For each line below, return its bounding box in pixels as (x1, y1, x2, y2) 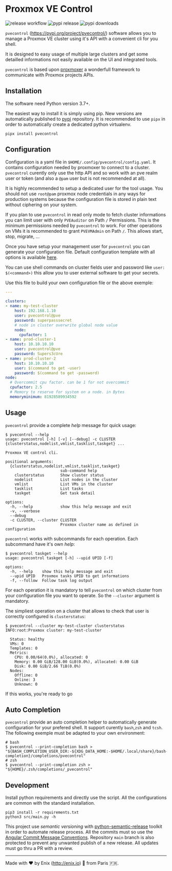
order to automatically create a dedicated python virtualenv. (5, 121, 132, 127)
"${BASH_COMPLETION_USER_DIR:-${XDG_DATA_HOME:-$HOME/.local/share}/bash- (5, 749, 168, 754)
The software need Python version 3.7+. (5, 100, 91, 106)
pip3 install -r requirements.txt (5, 810, 79, 815)
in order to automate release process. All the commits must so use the (5, 829, 153, 835)
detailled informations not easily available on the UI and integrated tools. (5, 56, 158, 62)
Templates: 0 (10, 645, 38, 651)
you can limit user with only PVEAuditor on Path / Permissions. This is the (5, 217, 160, 223)
